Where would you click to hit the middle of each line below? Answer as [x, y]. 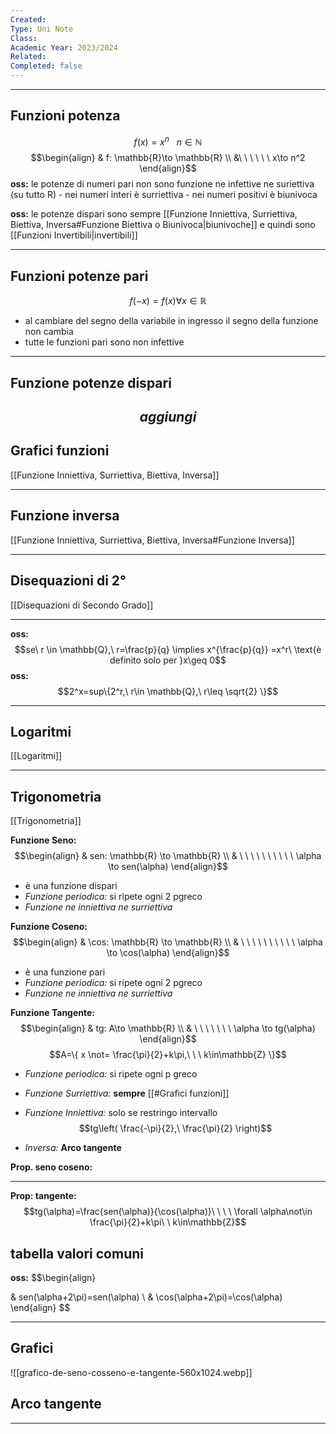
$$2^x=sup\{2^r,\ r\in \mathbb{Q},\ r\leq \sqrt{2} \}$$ [168, 691]
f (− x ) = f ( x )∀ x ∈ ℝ [168, 301]
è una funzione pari [65, 972]
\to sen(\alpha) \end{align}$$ [168, 867]
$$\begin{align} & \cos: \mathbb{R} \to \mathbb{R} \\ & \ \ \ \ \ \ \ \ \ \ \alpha [168, 942]
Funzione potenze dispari [91, 382]
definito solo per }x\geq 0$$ [168, 660]
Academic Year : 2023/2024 [64, 47]
